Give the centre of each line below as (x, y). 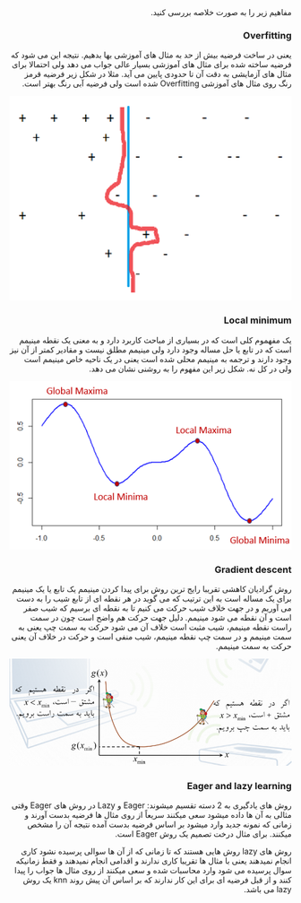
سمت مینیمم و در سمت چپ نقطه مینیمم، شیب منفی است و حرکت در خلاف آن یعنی (151, 637)
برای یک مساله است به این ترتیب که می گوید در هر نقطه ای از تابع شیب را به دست (154, 599)
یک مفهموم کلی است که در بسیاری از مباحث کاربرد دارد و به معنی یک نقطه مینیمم (155, 340)
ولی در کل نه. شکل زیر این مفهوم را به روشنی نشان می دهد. (190, 369)
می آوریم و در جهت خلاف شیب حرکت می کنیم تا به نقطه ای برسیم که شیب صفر (158, 608)
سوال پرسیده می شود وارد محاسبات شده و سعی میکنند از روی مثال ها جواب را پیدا (153, 871)
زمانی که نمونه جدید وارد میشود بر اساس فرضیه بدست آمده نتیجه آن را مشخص (159, 825)
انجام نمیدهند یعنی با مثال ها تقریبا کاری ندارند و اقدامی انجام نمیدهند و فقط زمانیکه (154, 861)
